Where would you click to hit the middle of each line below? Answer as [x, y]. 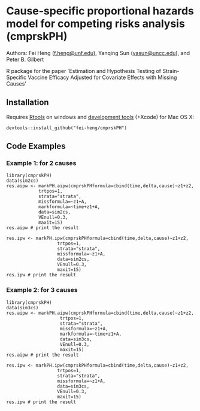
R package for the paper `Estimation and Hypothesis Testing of [84, 71]
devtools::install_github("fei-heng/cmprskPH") [67, 128]
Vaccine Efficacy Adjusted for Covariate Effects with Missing [102, 77]
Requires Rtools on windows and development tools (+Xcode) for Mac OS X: [100, 117]
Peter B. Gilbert [25, 59]
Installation [28, 103]
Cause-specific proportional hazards [100, 11]
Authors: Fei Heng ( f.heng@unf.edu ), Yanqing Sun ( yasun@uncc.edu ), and [98, 53]
